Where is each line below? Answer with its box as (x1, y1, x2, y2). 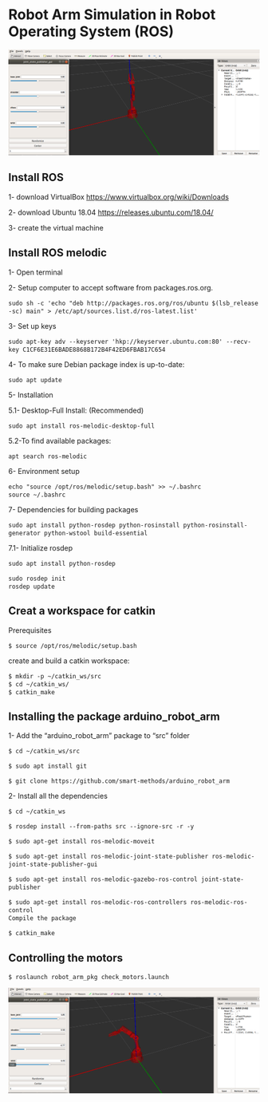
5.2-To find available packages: (8, 436, 112, 445)
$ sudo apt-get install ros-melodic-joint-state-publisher (8, 852, 209, 861)
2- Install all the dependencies (8, 792, 108, 801)
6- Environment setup (8, 466, 80, 476)
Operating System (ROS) (8, 22, 174, 41)
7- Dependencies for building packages (8, 504, 139, 514)
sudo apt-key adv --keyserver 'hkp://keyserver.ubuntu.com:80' (8, 338, 223, 346)
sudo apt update (8, 376, 62, 384)
